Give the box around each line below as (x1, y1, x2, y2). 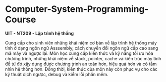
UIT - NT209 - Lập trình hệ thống (5, 30, 74, 36)
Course (5, 14, 36, 25)
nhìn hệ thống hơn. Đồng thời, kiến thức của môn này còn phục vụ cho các (5, 66, 158, 72)
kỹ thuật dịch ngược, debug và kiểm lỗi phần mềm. (5, 71, 109, 77)
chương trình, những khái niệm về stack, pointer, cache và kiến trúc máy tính (5, 55, 162, 61)
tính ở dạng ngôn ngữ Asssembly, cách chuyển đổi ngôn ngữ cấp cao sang (5, 45, 159, 51)
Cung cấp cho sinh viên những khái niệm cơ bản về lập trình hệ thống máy (5, 40, 157, 45)
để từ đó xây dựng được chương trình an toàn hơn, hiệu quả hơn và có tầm (5, 61, 157, 67)
